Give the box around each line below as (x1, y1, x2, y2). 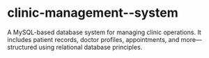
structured (7, 43, 38, 51)
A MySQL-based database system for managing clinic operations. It (7, 28, 202, 36)
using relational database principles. (38, 43, 143, 51)
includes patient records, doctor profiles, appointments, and (7, 35, 180, 43)
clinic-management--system (7, 5, 179, 21)
